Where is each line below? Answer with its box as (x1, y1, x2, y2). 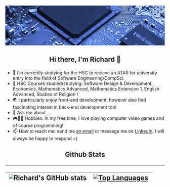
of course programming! (12, 122, 64, 129)
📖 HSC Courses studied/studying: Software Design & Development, (12, 80, 153, 86)
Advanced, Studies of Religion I (12, 91, 78, 98)
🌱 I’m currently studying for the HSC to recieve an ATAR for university (12, 70, 157, 76)
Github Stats (65, 150, 105, 159)
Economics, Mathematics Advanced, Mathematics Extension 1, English (12, 86, 160, 92)
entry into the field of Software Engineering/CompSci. (12, 75, 125, 81)
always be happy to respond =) (12, 135, 78, 142)
